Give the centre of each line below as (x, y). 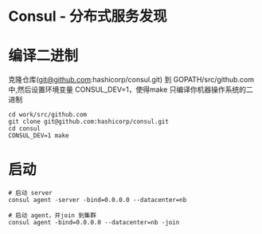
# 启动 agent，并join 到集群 (53, 216)
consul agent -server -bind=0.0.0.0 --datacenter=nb (98, 200)
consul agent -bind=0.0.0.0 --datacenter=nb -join (94, 223)
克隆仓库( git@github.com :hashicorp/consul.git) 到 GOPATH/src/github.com (131, 80)
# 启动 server (31, 193)
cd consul (25, 129)
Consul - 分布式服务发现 (88, 16)
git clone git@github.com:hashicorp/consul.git (89, 122)
